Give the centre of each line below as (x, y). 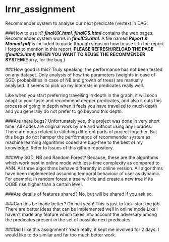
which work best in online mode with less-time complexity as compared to (82, 163)
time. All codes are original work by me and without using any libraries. (79, 126)
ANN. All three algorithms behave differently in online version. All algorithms (84, 168)
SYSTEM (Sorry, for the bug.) (35, 59)
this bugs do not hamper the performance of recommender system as (78, 137)
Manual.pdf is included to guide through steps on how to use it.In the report (84, 43)
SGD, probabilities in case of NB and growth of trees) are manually (74, 80)
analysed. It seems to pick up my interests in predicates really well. (75, 85)
